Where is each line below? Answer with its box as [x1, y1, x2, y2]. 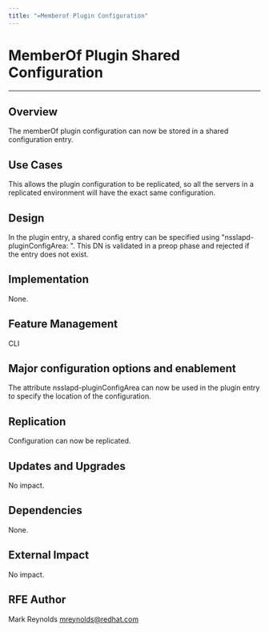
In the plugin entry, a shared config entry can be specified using [8, 233, 220, 241]
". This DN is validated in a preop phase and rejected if [70, 241, 250, 250]
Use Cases [8, 158, 63, 172]
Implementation [8, 273, 90, 286]
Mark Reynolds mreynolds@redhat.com [8, 614, 139, 624]
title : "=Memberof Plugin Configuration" [8, 11, 149, 20]
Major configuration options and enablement [8, 362, 236, 375]
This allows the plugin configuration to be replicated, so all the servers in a [8, 180, 255, 189]
